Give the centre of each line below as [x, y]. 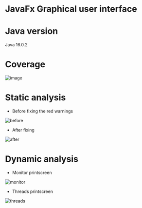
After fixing [23, 130]
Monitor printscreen [32, 172]
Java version [32, 31]
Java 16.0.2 [16, 45]
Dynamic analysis [42, 159]
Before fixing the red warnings [43, 111]
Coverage [25, 65]
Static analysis [35, 98]
